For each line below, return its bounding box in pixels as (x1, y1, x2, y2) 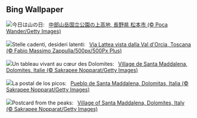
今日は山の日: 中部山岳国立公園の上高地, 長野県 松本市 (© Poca (12, 21, 168, 28)
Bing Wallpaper (6, 5, 64, 15)
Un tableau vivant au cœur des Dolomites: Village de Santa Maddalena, (12, 60, 188, 67)
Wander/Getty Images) (6, 28, 61, 35)
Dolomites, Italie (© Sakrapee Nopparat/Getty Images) (6, 66, 139, 73)
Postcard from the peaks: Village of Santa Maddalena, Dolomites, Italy (12, 99, 185, 106)
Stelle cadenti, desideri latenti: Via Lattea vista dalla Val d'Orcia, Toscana (12, 41, 192, 48)
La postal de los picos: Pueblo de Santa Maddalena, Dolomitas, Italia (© (12, 79, 189, 87)
